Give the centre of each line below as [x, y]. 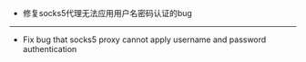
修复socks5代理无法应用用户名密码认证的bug [107, 13]
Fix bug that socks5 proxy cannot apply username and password [144, 40]
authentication [50, 49]
